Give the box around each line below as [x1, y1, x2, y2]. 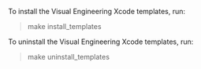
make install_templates [27, 22, 102, 31]
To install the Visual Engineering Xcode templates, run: [8, 7, 186, 16]
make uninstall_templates [27, 53, 110, 61]
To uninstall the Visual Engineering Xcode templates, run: [8, 37, 194, 46]
